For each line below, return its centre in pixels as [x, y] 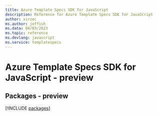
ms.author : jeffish [25, 24]
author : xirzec [21, 19]
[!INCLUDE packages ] [28, 108]
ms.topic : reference [27, 33]
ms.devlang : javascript [30, 38]
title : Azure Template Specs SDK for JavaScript [57, 10]
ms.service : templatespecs [33, 42]
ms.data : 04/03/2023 [27, 28]
